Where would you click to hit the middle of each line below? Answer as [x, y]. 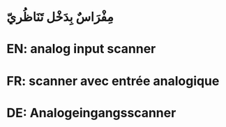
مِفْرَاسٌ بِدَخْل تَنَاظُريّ [60, 17]
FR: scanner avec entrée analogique [113, 81]
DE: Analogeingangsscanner [91, 113]
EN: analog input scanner [81, 49]
